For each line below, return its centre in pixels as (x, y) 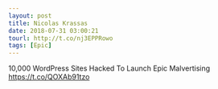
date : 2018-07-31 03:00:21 (53, 30)
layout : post (30, 16)
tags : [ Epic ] (30, 46)
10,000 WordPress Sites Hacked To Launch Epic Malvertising (109, 68)
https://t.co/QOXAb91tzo (49, 77)
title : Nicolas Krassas (48, 23)
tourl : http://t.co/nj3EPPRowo (61, 38)
